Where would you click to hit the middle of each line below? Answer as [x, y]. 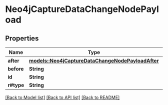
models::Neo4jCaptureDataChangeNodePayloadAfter [94, 61]
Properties [22, 38]
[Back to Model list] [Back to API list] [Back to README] [62, 97]
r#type [16, 85]
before [16, 69]
